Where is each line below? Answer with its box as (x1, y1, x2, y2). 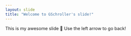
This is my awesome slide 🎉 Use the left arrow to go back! (5, 25, 126, 31)
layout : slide (5, 7, 35, 12)
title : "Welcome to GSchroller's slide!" (5, 12, 94, 17)
